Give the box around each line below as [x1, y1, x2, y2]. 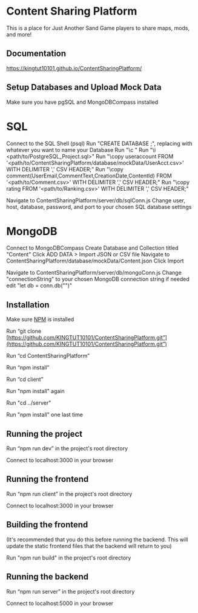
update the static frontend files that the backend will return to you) [6, 542, 172, 549]
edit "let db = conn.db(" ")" [6, 282, 73, 289]
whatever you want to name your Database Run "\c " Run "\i [6, 146, 156, 153]
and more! [6, 30, 32, 38]
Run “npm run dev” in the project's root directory [6, 445, 128, 452]
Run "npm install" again [6, 388, 65, 395]
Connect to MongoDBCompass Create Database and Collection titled [6, 244, 179, 252]
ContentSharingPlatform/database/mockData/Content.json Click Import [6, 257, 184, 265]
